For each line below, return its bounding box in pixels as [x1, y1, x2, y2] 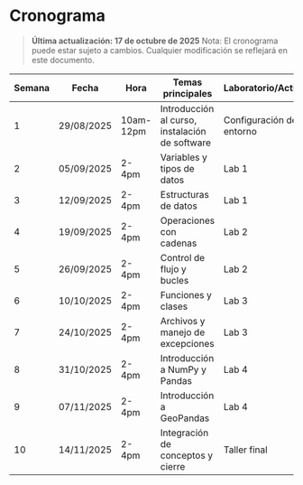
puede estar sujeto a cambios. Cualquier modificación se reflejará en [31, 44, 289, 55]
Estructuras [160, 188, 209, 201]
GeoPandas [160, 412, 210, 424]
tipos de [160, 162, 196, 174]
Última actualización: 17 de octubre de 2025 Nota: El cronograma [31, 35, 279, 46]
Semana [14, 81, 50, 94]
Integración [160, 426, 209, 439]
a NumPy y [160, 363, 207, 376]
